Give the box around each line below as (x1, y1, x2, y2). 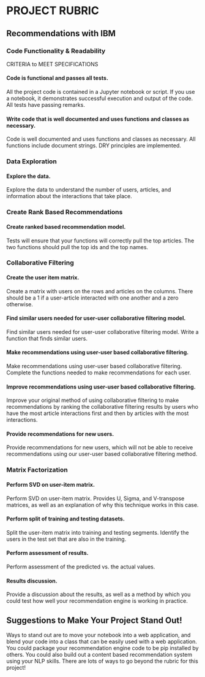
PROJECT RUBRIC (6, 4, 99, 18)
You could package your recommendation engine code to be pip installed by (6, 644, 199, 652)
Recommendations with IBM (6, 28, 116, 39)
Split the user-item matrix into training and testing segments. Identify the (6, 528, 189, 536)
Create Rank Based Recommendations (6, 208, 123, 217)
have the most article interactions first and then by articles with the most (6, 409, 189, 417)
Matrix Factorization (6, 466, 69, 474)
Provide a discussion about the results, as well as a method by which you (6, 590, 191, 598)
